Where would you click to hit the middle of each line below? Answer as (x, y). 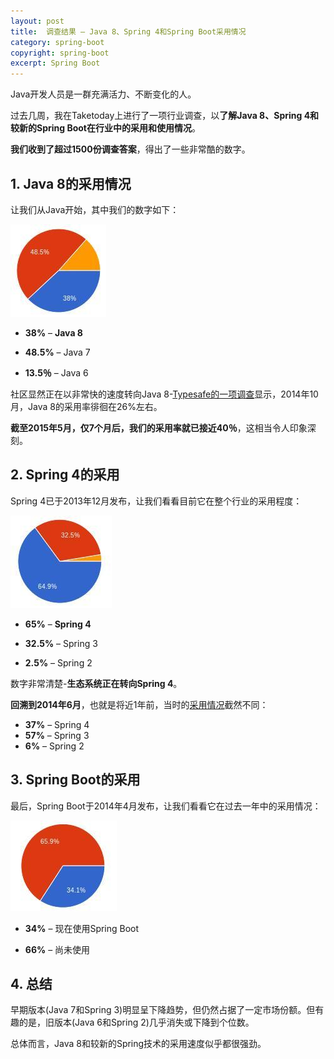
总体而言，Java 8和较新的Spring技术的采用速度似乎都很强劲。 (138, 1044)
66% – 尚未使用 (57, 949)
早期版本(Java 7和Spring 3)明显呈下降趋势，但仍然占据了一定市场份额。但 (163, 1010)
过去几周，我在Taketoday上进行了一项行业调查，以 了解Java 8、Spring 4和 (165, 116)
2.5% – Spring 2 (58, 662)
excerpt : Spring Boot (55, 63)
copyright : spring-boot (60, 53)
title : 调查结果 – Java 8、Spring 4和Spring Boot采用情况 (128, 31)
